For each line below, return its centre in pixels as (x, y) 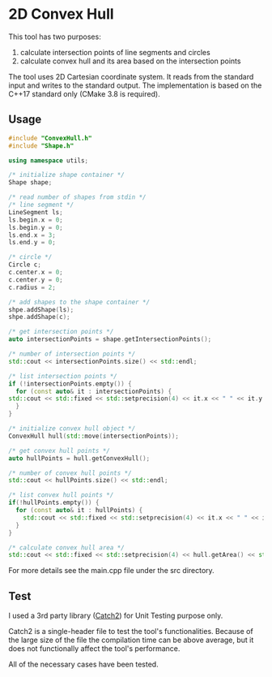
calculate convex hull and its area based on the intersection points (130, 61)
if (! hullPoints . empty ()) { (54, 503)
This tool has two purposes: (55, 37)
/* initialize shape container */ (67, 175)
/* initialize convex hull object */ (72, 429)
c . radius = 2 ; (32, 287)
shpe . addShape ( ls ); (41, 309)
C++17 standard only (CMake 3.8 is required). (84, 93)
